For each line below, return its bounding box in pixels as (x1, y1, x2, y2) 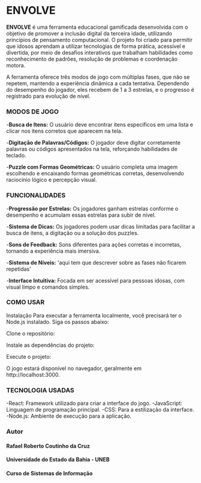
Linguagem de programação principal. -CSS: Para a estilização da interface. (6, 406, 194, 413)
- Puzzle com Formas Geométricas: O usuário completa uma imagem (6, 163, 178, 171)
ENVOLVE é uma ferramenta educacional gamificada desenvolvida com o (6, 23, 188, 31)
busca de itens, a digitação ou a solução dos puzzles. (6, 229, 139, 236)
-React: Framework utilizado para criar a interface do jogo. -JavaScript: (6, 400, 183, 407)
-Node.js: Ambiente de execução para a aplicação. (6, 412, 132, 420)
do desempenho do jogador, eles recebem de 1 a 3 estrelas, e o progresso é (6, 86, 195, 93)
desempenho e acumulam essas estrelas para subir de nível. (6, 211, 156, 218)
